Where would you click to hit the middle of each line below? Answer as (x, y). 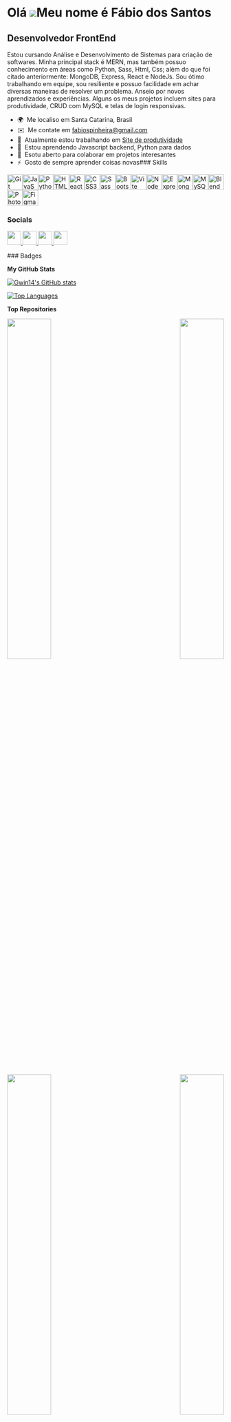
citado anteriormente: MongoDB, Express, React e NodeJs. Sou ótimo (106, 76)
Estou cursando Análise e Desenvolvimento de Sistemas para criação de (110, 54)
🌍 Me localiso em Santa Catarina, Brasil (75, 120)
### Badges (25, 256)
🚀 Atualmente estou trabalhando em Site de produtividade (100, 140)
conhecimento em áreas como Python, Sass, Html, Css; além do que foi (109, 69)
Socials (20, 220)
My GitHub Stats (31, 269)
